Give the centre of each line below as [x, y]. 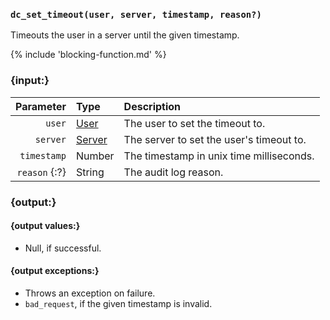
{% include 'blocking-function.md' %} [88, 55]
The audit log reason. [173, 172]
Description [152, 106]
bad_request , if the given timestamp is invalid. [118, 303]
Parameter [41, 106]
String [90, 172]
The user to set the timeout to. [194, 123]
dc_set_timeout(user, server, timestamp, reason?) [136, 14]
